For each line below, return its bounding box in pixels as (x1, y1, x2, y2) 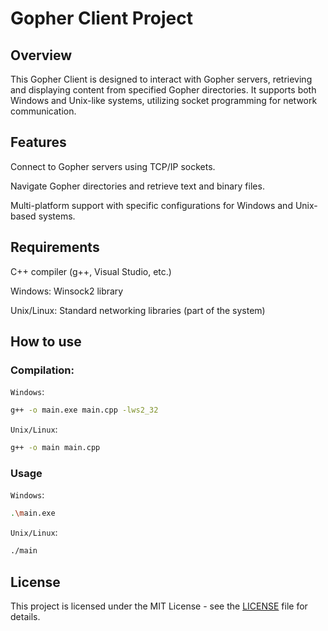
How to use (10, 333, 82, 351)
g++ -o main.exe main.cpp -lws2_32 (10, 405, 159, 416)
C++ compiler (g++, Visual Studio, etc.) (10, 265, 172, 277)
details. (10, 610, 41, 622)
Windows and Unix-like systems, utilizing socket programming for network (10, 95, 318, 106)
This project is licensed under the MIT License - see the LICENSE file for (10, 600, 308, 612)
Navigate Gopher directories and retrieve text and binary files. (10, 180, 265, 192)
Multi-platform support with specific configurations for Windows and (10, 199, 293, 211)
